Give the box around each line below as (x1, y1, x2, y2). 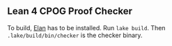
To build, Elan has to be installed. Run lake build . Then (7, 23, 166, 32)
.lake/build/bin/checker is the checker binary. (7, 31, 143, 39)
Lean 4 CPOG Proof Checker (7, 5, 133, 17)
